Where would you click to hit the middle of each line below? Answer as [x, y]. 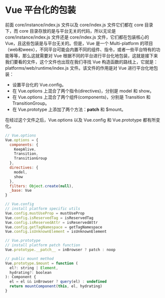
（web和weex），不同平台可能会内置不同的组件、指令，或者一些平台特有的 [81, 49]
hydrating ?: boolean [31, 272]
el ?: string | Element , [34, 268]
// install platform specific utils [43, 209]
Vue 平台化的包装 [41, 10]
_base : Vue [21, 191]
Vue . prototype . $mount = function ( [42, 263]
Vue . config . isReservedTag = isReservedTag [49, 218]
